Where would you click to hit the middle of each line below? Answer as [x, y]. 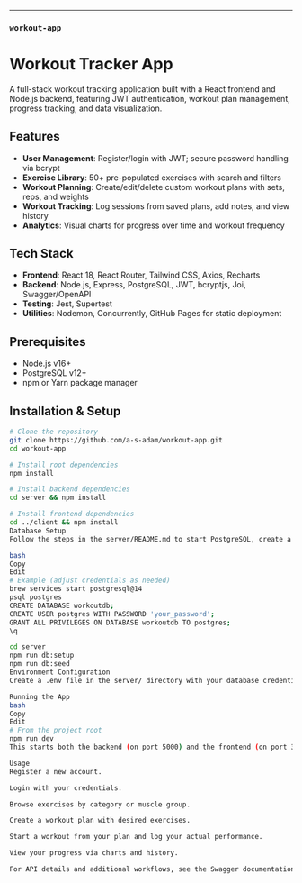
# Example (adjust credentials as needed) [90, 581]
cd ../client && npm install [64, 523]
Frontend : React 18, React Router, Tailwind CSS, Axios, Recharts [141, 275]
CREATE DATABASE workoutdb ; [62, 605]
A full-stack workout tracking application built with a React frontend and [142, 89]
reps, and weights [56, 196]
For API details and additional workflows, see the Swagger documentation [152, 869]
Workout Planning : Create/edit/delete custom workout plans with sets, [153, 187]
